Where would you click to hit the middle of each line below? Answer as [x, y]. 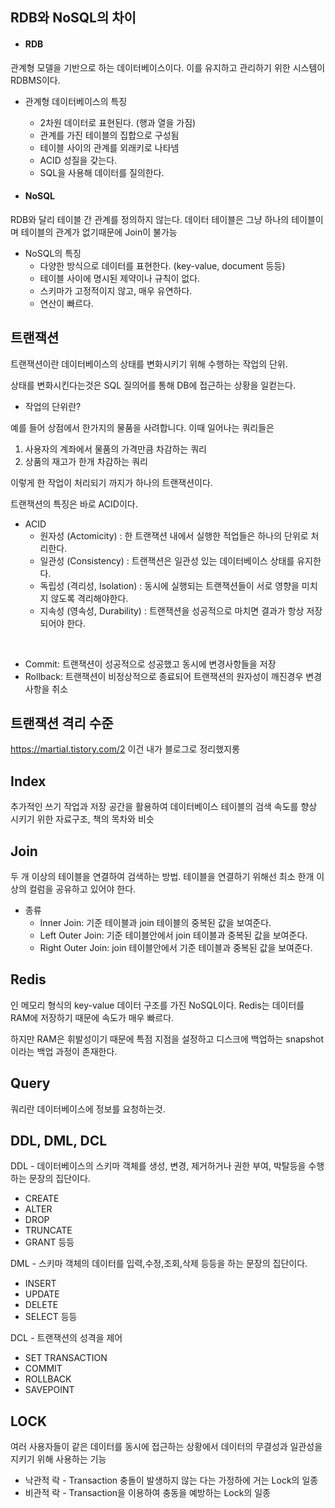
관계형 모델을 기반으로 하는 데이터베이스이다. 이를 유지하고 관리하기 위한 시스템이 [168, 67]
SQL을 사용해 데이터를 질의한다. [102, 172]
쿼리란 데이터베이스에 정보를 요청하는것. [88, 1109]
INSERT [40, 1284]
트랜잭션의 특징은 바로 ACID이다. [74, 504]
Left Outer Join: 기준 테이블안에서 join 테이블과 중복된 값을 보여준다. [173, 935]
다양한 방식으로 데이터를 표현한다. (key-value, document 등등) [162, 265]
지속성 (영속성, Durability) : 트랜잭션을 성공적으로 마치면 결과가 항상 [172, 610]
